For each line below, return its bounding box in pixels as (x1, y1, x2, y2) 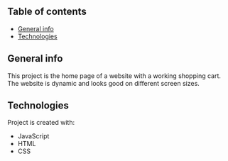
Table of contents (7, 6, 87, 18)
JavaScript (17, 132, 50, 140)
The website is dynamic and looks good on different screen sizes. (7, 79, 200, 87)
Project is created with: (7, 118, 75, 127)
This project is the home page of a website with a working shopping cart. (7, 71, 222, 80)
